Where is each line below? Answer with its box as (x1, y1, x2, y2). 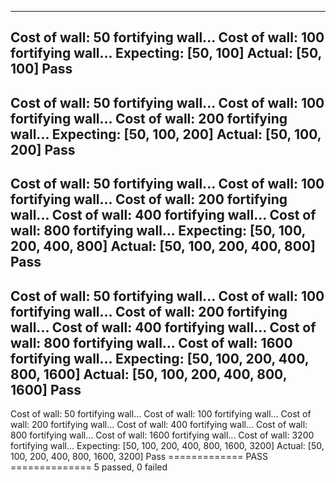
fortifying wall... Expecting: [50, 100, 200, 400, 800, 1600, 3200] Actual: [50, (10, 439, 325, 451)
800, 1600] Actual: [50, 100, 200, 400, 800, (10, 366, 288, 383)
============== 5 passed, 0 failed (10, 461, 168, 473)
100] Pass (10, 61, 73, 78)
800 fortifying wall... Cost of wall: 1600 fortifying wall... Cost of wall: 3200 (10, 429, 315, 441)
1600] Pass (10, 381, 82, 398)
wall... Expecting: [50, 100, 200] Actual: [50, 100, (10, 126, 322, 143)
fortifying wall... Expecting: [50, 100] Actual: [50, (10, 45, 322, 62)
